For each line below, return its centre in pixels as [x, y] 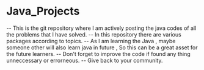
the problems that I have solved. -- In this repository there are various [94, 34]
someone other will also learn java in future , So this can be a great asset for [102, 47]
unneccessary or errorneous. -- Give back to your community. [85, 60]
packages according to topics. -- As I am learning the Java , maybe [91, 41]
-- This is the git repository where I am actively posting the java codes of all [101, 28]
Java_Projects [43, 11]
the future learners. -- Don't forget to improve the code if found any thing [98, 54]
